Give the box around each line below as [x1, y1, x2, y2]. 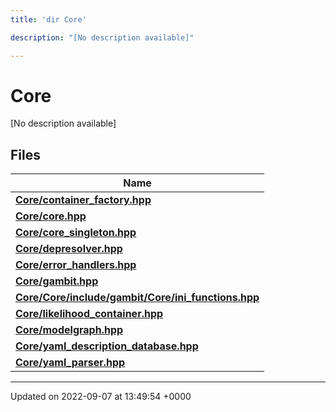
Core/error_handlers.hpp [15, 258, 137, 272]
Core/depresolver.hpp [15, 242, 123, 256]
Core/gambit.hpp [15, 274, 99, 288]
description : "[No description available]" [10, 32, 195, 43]
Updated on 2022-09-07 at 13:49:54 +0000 [10, 391, 192, 403]
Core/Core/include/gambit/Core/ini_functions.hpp [15, 291, 260, 305]
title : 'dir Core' [10, 14, 87, 25]
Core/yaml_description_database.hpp [15, 339, 199, 353]
